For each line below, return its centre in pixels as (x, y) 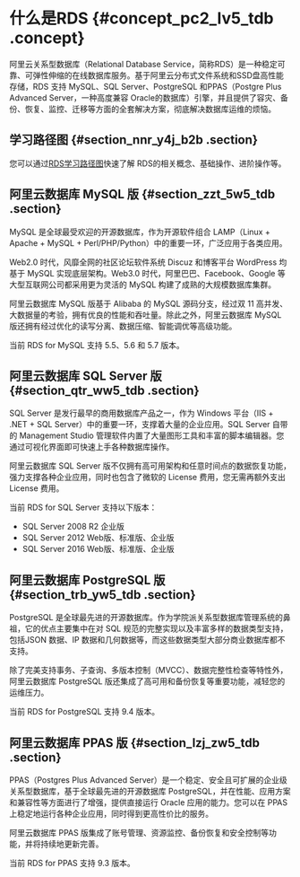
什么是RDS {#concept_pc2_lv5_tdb (142, 18)
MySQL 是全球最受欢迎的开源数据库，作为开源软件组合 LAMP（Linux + (140, 232)
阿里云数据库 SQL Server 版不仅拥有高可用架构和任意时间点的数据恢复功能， (150, 466)
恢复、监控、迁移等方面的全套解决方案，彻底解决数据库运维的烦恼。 (150, 109)
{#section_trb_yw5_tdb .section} (103, 595)
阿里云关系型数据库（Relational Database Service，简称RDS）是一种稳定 (143, 64)
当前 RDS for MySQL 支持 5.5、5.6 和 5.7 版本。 (97, 345)
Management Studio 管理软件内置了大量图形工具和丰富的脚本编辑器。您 (152, 435)
